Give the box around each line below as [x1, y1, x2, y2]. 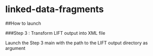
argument [5, 45, 26, 51]
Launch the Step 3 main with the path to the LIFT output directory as [5, 39, 148, 46]
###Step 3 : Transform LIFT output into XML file [5, 30, 105, 36]
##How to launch [5, 20, 42, 26]
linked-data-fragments [5, 4, 104, 15]
